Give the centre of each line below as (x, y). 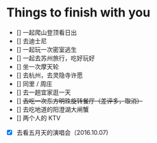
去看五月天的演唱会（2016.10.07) (62, 132)
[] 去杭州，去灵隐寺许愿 (49, 75)
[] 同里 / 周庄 (34, 83)
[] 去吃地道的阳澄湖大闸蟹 (52, 109)
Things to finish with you (78, 13)
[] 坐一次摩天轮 (37, 66)
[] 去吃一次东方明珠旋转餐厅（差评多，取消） (80, 101)
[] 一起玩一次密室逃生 (46, 49)
